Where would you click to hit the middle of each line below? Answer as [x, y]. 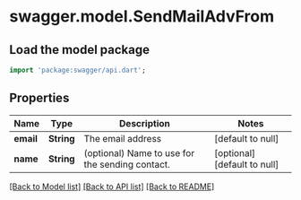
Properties [39, 98]
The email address [123, 138]
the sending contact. [127, 164]
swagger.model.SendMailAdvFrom [142, 17]
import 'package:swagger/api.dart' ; [77, 70]
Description [145, 123]
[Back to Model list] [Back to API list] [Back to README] [112, 187]
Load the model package [80, 50]
